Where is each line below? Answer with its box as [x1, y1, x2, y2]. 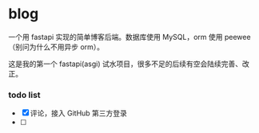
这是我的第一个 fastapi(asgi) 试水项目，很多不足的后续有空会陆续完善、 [8, 59, 243, 68]
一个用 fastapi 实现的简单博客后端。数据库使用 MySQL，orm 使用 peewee [8, 32, 251, 41]
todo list [8, 89, 42, 100]
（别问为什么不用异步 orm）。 [8, 41, 105, 52]
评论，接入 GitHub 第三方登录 [30, 108, 128, 118]
